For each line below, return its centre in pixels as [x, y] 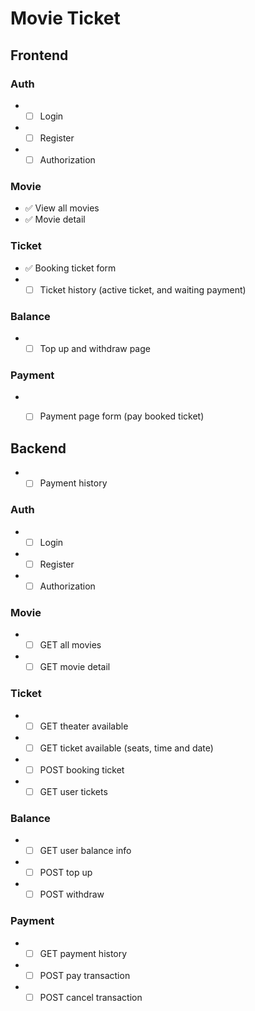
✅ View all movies [62, 208]
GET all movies [70, 645]
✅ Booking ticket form [70, 268]
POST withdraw [72, 894]
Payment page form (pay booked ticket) [122, 416]
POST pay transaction [85, 975]
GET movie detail [75, 667]
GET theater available [84, 726]
